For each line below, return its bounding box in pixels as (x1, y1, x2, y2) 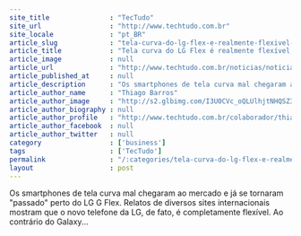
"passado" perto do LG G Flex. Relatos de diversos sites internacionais (9, 197, 271, 208)
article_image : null (9, 55, 134, 64)
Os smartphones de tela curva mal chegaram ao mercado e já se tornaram (9, 188, 284, 198)
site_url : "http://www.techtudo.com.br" (9, 22, 230, 31)
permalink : (9, 154, 115, 164)
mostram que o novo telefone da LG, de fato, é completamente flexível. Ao (9, 207, 284, 218)
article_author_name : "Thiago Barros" (9, 88, 178, 97)
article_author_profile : (9, 113, 115, 122)
